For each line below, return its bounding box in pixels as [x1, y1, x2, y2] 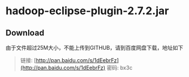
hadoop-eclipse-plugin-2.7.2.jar [5, 4, 169, 18]
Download [5, 28, 44, 38]
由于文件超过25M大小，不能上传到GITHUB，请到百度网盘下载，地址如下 [5, 44, 184, 51]
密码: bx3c [106, 64, 133, 71]
